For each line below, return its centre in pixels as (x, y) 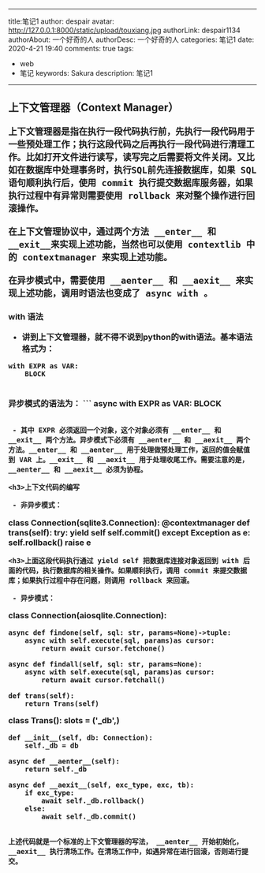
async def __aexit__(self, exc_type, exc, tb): (101, 785)
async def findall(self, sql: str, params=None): (105, 664)
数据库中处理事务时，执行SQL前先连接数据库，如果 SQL (141, 170)
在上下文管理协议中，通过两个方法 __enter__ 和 (112, 232)
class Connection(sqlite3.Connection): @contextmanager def (129, 523)
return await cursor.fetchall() (103, 680)
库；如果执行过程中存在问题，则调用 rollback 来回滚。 (101, 581)
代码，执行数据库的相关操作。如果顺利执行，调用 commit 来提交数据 (134, 571)
